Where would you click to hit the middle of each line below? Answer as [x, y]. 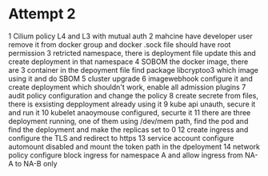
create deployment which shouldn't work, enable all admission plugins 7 [127, 87]
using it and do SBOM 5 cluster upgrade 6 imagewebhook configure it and [131, 78]
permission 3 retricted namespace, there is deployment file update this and [132, 53]
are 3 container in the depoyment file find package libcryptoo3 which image [133, 70]
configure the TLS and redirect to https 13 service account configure [121, 138]
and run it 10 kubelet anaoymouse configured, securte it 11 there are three [130, 112]
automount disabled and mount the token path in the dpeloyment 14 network [134, 146]
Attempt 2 [42, 14]
